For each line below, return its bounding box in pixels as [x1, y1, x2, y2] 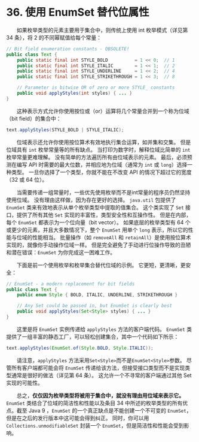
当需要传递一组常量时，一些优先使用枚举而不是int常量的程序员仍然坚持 [16, 188, 191, 196]
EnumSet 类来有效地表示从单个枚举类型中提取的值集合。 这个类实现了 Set [6, 203, 184, 211]
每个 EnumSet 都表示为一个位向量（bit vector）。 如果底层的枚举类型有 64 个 [6, 218, 191, 225]
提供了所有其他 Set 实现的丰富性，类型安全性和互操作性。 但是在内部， [16, 211, 192, 218]
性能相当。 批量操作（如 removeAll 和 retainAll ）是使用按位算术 [32, 233, 191, 240]
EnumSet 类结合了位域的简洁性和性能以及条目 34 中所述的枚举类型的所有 [6, 399, 183, 407]
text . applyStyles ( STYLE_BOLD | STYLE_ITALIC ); [6, 127, 124, 133]
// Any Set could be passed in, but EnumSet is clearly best [17, 303, 172, 309]
